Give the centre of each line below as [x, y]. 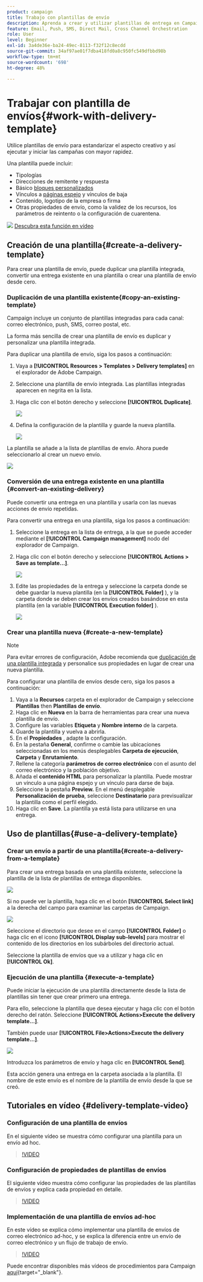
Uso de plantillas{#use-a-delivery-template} [92, 834]
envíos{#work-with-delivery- [82, 116]
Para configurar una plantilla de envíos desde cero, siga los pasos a [91, 682]
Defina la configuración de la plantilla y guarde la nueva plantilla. [95, 425]
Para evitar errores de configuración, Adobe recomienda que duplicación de [101, 657]
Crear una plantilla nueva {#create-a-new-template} [85, 632]
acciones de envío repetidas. [43, 509]
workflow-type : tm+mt [34, 57]
